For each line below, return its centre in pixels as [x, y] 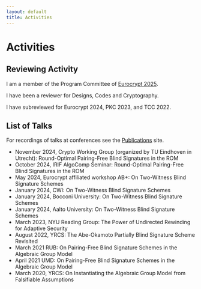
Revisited [26, 242]
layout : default [26, 12]
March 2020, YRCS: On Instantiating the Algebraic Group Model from [100, 273]
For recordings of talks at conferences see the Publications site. [85, 140]
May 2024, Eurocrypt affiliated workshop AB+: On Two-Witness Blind [100, 177]
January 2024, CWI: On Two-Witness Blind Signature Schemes [93, 190]
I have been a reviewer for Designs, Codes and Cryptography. [82, 95]
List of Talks [29, 126]
